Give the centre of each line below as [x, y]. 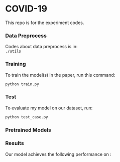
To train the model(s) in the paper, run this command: [60, 75]
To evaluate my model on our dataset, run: [49, 108]
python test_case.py [27, 117]
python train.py [22, 84]
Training [16, 64]
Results [15, 143]
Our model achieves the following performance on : [58, 154]
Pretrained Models [28, 130]
